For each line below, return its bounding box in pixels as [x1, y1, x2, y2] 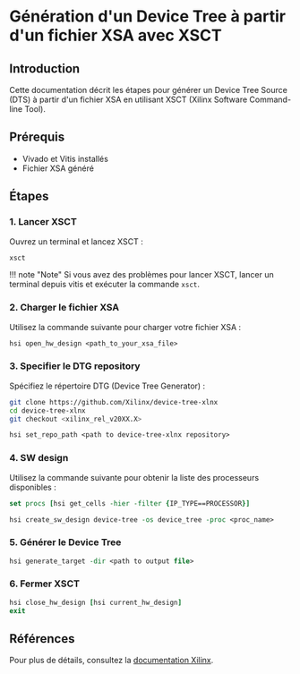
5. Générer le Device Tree [9, 536, 122, 549]
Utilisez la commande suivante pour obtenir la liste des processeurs [9, 472, 260, 482]
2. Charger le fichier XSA [9, 302, 120, 314]
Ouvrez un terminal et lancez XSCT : [9, 235, 143, 247]
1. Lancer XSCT [9, 216, 78, 228]
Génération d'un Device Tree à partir [9, 6, 287, 27]
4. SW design [9, 452, 69, 465]
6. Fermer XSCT [9, 577, 81, 590]
